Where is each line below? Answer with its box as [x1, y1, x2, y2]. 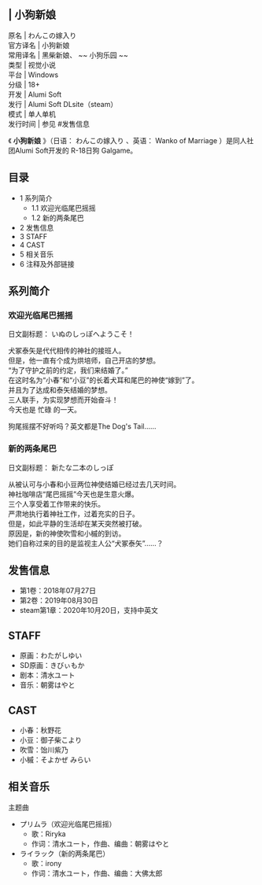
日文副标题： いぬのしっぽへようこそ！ [8, 330, 135, 339]
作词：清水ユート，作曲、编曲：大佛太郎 [31, 868, 163, 878]
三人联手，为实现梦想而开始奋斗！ [8, 395, 119, 404]
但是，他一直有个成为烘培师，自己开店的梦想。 [8, 356, 160, 365]
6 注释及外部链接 [19, 259, 75, 268]
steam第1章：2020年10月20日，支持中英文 [19, 606, 159, 615]
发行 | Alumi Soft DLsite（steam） [8, 99, 118, 109]
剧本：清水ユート [19, 670, 76, 680]
